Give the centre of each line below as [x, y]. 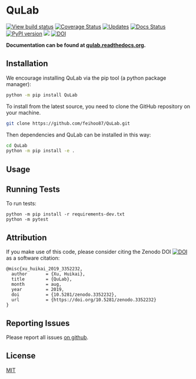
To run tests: [21, 204]
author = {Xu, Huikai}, [48, 274]
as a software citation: [33, 258]
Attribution [26, 238]
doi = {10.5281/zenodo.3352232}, [64, 295]
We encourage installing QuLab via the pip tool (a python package [86, 78]
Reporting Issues [38, 323]
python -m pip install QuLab [42, 95]
